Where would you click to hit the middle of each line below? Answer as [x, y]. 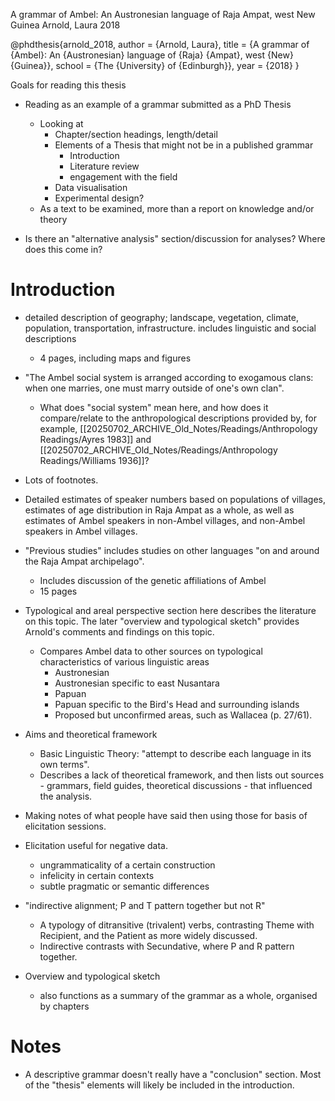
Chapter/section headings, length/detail [136, 134]
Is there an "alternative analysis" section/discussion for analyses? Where [175, 238]
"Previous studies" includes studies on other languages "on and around [172, 550]
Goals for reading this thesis [68, 85]
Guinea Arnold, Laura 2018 [65, 25]
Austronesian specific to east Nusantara [137, 683]
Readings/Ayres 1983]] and [95, 439]
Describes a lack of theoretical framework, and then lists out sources [182, 775]
